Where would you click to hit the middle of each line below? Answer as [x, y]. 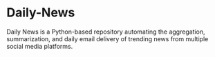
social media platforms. [40, 46]
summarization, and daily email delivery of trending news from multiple [107, 38]
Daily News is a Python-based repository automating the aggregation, [106, 32]
